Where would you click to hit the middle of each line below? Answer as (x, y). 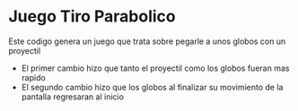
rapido (33, 77)
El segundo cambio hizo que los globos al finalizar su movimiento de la (152, 87)
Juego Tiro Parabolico (92, 17)
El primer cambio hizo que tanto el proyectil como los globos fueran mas (155, 68)
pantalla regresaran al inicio (73, 97)
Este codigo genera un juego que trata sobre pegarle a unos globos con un (147, 41)
